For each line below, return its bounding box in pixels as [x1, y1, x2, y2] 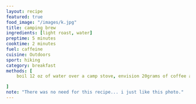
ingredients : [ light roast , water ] [6, 30, 93, 36]
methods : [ [6, 68, 33, 74]
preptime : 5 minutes [6, 35, 57, 41]
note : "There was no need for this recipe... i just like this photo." [6, 89, 184, 95]
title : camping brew [6, 24, 57, 31]
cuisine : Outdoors [6, 52, 51, 58]
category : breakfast [6, 62, 57, 69]
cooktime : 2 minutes [6, 41, 57, 47]
